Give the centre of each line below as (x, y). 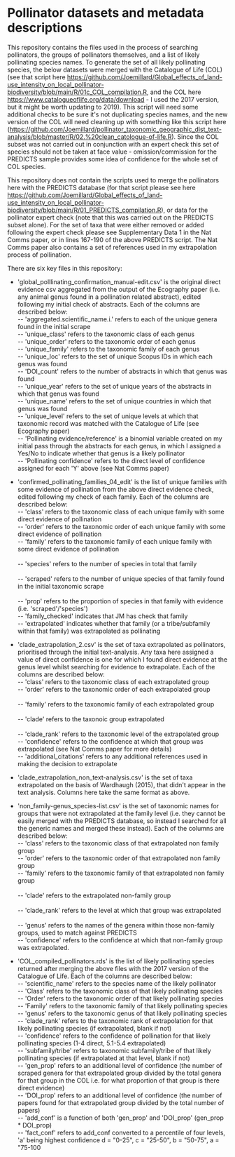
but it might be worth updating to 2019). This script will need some (103, 107)
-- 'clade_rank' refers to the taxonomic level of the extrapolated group (118, 734)
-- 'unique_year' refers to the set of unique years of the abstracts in (114, 386)
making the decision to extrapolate (67, 763)
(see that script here (36, 77)
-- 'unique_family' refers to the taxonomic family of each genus (108, 349)
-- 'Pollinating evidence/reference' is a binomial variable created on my (120, 438)
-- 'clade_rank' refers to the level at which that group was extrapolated (119, 910)
